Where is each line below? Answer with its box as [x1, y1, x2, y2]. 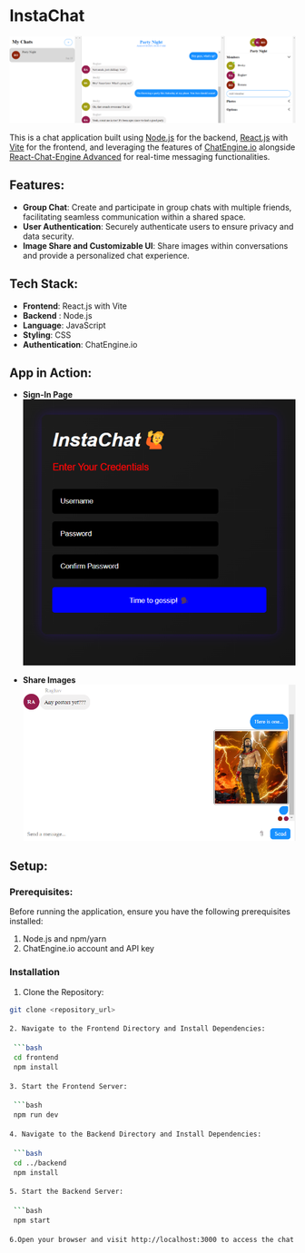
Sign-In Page [22, 390, 74, 400]
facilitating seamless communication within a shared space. [22, 211, 247, 222]
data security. [22, 231, 74, 242]
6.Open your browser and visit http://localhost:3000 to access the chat [9, 1235, 295, 1244]
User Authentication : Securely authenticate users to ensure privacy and [22, 221, 294, 232]
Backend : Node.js [22, 310, 93, 321]
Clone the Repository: [22, 986, 104, 997]
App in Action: [9, 365, 93, 381]
